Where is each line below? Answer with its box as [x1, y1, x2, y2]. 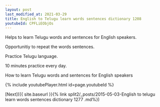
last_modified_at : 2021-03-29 [5, 12, 67, 17]
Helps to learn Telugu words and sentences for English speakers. [5, 34, 137, 40]
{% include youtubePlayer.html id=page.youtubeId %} [5, 82, 114, 88]
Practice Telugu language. [5, 53, 58, 59]
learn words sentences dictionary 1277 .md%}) [5, 97, 100, 103]
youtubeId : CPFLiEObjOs [5, 21, 54, 26]
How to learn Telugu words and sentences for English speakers [5, 72, 133, 79]
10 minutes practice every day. [5, 63, 67, 69]
